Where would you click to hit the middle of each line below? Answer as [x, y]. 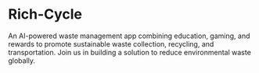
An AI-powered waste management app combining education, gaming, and [129, 36]
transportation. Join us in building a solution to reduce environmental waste [130, 52]
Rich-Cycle [45, 14]
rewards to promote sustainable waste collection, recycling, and [111, 43]
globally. [22, 61]
